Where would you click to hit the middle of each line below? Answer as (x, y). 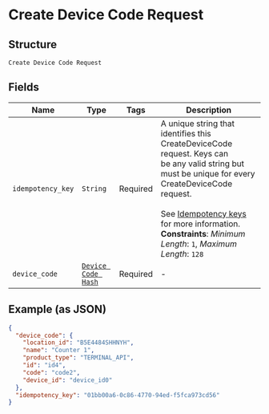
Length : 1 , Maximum (199, 244)
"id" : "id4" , (44, 365)
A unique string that (197, 124)
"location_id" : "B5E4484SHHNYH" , (78, 343)
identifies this (186, 133)
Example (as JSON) (57, 309)
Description (209, 110)
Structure (33, 45)
